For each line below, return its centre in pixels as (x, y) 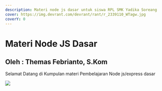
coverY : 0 (15, 19)
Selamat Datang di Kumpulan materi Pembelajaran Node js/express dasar (80, 74)
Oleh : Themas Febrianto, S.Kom (56, 62)
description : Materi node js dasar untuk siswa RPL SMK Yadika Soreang (81, 10)
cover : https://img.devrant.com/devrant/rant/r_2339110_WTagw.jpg (76, 14)
